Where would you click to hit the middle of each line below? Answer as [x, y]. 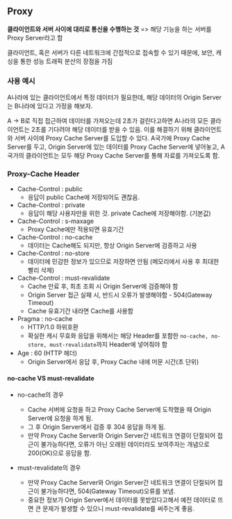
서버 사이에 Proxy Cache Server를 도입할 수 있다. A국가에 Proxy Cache [112, 138]
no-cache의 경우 [40, 395]
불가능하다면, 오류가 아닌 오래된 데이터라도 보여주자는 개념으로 [125, 444]
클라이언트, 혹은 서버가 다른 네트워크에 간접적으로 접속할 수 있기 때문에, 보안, [111, 52]
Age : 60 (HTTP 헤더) [47, 353]
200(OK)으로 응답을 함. [59, 453]
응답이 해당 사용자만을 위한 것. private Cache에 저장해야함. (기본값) [119, 213]
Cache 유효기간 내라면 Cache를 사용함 [81, 311]
